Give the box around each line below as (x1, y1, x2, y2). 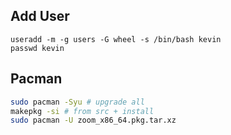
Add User (10, 8, 70, 25)
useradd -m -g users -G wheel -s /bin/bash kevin (10, 34, 222, 44)
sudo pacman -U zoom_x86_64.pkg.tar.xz (10, 115, 177, 126)
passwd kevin (10, 43, 65, 53)
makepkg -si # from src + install (10, 106, 155, 116)
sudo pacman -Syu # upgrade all (10, 97, 145, 107)
